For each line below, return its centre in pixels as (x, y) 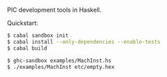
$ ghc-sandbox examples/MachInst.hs (59, 61)
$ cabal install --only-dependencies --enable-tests (84, 42)
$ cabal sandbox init (38, 35)
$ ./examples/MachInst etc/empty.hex (61, 67)
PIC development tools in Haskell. (54, 10)
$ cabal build (27, 48)
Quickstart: (23, 23)
